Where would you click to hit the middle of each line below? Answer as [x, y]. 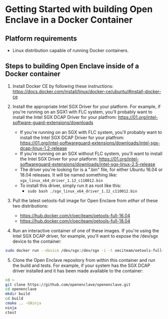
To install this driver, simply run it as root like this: [70, 185]
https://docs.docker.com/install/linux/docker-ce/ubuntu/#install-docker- [87, 91]
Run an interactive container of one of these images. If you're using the [85, 230]
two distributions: [30, 206]
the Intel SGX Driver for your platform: [59, 158]
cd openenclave [21, 289]
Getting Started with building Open [79, 9]
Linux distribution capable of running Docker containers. [70, 50]
